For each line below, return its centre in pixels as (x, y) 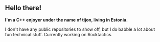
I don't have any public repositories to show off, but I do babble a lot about (80, 29)
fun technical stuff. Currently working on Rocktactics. (59, 34)
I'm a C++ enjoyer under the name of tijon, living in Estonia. (67, 20)
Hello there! (23, 8)
